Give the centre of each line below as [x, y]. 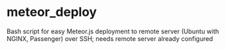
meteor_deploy [52, 12]
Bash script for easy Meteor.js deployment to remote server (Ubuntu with [113, 31]
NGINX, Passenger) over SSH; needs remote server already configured [110, 38]
